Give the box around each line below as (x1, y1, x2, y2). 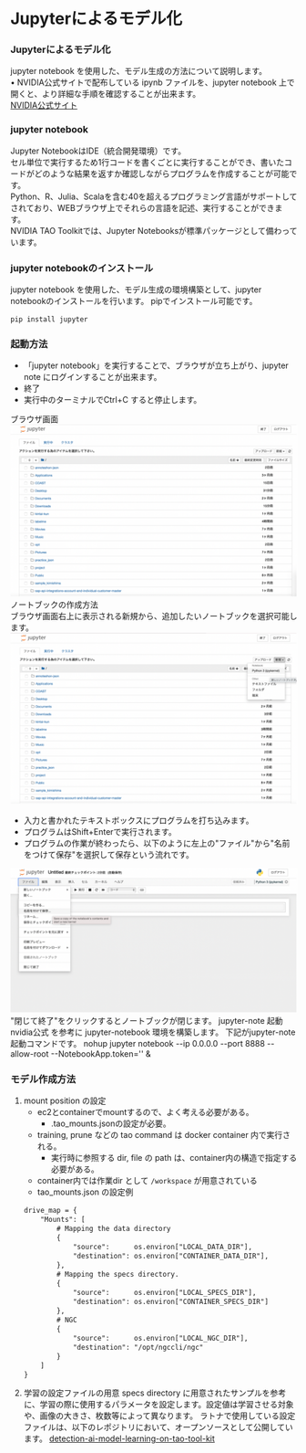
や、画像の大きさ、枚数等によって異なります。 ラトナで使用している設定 (23, 1410, 296, 1421)
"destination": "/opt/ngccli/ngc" (72, 1343, 204, 1353)
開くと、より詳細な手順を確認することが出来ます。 (10, 89, 201, 100)
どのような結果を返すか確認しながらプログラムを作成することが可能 (34, 168, 290, 179)
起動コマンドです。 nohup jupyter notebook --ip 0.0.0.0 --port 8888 (10, 1037, 265, 1048)
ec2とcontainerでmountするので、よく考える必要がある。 (36, 1107, 254, 1118)
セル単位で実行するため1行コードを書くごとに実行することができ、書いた (10, 156, 285, 167)
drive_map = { (23, 1206, 77, 1216)
